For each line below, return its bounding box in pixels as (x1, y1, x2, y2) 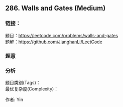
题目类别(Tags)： (5, 79, 41, 85)
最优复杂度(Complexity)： (5, 85, 59, 92)
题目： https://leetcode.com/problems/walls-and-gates (5, 32, 118, 38)
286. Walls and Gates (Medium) (5, 4, 106, 13)
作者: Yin (5, 96, 24, 102)
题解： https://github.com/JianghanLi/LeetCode (5, 39, 103, 45)
